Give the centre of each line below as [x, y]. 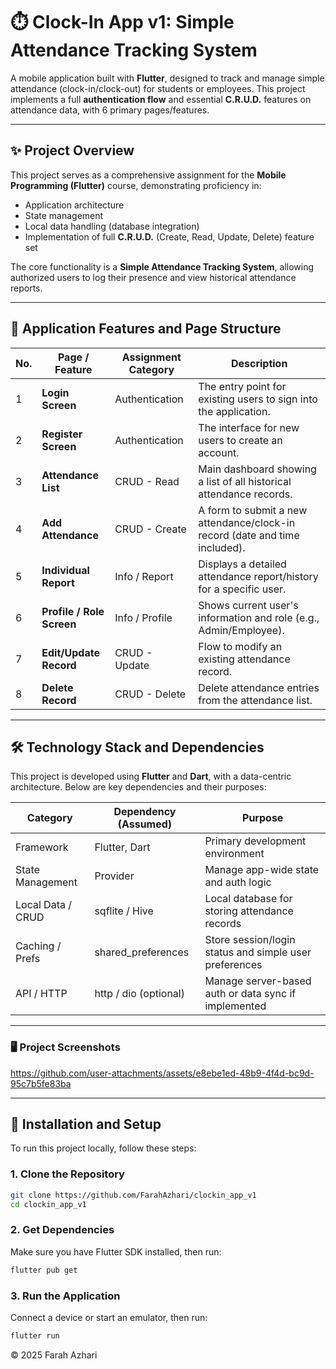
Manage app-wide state [262, 870]
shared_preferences [142, 952]
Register [62, 434]
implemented [235, 1006]
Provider [114, 876]
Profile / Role [73, 611]
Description [259, 363]
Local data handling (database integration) [112, 226]
